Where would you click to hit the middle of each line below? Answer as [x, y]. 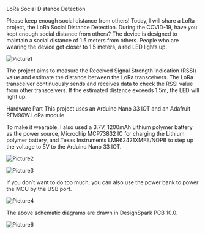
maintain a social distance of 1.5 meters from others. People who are [93, 40]
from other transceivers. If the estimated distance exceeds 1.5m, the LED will [103, 90]
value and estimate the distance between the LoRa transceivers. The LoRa [100, 77]
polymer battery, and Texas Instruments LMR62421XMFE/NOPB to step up [100, 140]
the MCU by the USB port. [39, 189]
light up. [17, 97]
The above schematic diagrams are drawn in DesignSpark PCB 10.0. [92, 213]
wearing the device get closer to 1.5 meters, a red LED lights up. [87, 47]
